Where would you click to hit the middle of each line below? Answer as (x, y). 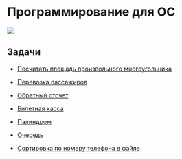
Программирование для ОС (91, 12)
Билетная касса (40, 108)
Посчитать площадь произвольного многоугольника (94, 69)
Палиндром (34, 121)
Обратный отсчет (43, 95)
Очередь (30, 135)
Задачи (24, 52)
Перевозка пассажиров (52, 82)
